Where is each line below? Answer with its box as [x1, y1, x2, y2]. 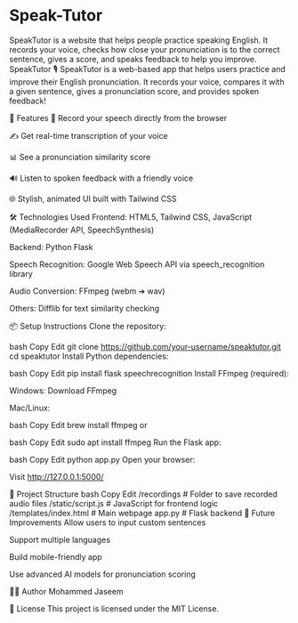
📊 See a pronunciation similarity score [9, 151, 151, 162]
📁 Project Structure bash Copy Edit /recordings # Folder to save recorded [9, 489, 278, 499]
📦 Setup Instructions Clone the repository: [9, 320, 166, 331]
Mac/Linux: [9, 402, 51, 413]
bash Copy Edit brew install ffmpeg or [9, 419, 148, 430]
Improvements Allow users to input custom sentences [9, 517, 206, 528]
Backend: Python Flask [9, 241, 93, 252]
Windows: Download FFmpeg [9, 384, 117, 396]
